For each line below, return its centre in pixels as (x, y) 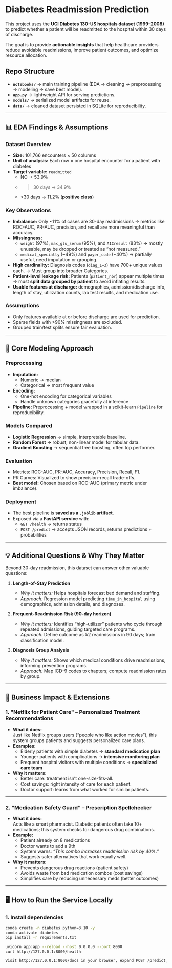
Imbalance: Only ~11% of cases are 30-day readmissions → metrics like (89, 221)
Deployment (21, 502)
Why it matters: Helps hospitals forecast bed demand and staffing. (90, 593)
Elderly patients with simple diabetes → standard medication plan (90, 751)
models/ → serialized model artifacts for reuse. (62, 100)
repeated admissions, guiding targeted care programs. (78, 629)
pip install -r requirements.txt (41, 937)
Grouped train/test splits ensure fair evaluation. (62, 328)
